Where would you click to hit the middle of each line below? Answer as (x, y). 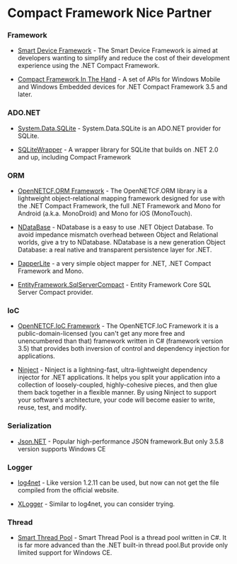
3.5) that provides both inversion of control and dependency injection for (123, 349)
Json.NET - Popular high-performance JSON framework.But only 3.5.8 (121, 441)
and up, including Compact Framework (74, 157)
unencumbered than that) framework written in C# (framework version (120, 341)
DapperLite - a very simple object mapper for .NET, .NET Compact (114, 264)
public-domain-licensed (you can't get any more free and (101, 334)
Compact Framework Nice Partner (110, 13)
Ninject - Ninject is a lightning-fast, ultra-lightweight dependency (112, 370)
